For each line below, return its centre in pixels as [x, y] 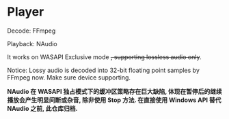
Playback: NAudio [32, 44]
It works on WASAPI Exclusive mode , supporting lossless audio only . [104, 57]
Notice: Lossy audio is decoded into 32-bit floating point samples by [104, 70]
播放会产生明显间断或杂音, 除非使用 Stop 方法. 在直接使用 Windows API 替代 [114, 100]
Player [26, 12]
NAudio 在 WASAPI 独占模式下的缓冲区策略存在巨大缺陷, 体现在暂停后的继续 [114, 91]
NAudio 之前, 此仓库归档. [42, 108]
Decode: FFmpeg [31, 31]
